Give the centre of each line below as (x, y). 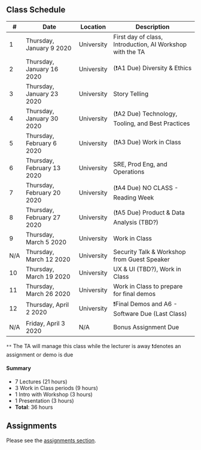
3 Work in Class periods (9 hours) (57, 388)
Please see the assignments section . (51, 440)
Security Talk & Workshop (150, 252)
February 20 (43, 192)
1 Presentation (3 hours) (44, 401)
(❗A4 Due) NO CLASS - (146, 188)
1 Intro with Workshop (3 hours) (54, 394)
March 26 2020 (48, 294)
